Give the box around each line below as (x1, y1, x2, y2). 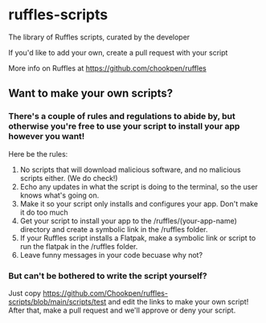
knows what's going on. (19, 190, 100, 200)
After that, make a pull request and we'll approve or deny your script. (8, 305, 236, 315)
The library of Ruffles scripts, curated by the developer (8, 32, 190, 42)
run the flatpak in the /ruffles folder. (19, 241, 138, 251)
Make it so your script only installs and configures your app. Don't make (19, 198, 259, 208)
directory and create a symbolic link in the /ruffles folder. (19, 224, 208, 234)
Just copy (8, 288, 42, 298)
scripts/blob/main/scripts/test (8, 296, 107, 306)
